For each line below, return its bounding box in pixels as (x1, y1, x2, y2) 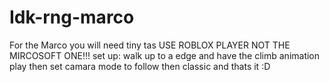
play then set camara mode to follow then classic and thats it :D (9, 60, 271, 72)
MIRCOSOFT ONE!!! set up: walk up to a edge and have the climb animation (9, 49, 321, 61)
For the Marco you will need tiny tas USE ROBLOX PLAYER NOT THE (9, 39, 291, 51)
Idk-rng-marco (9, 6, 135, 29)
